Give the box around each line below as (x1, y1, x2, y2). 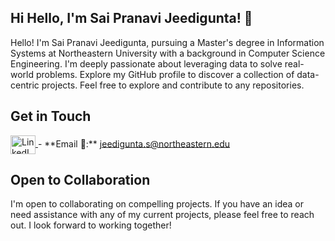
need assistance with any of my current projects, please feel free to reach (10, 209, 315, 221)
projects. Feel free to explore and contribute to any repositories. (41, 79, 305, 91)
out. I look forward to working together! (10, 219, 172, 231)
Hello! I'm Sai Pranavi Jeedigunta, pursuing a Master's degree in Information (10, 36, 325, 48)
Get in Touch (10, 108, 92, 125)
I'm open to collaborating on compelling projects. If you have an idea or (10, 198, 304, 210)
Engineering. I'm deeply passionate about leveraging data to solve (10, 57, 283, 70)
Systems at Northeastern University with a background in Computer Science (10, 47, 326, 59)
